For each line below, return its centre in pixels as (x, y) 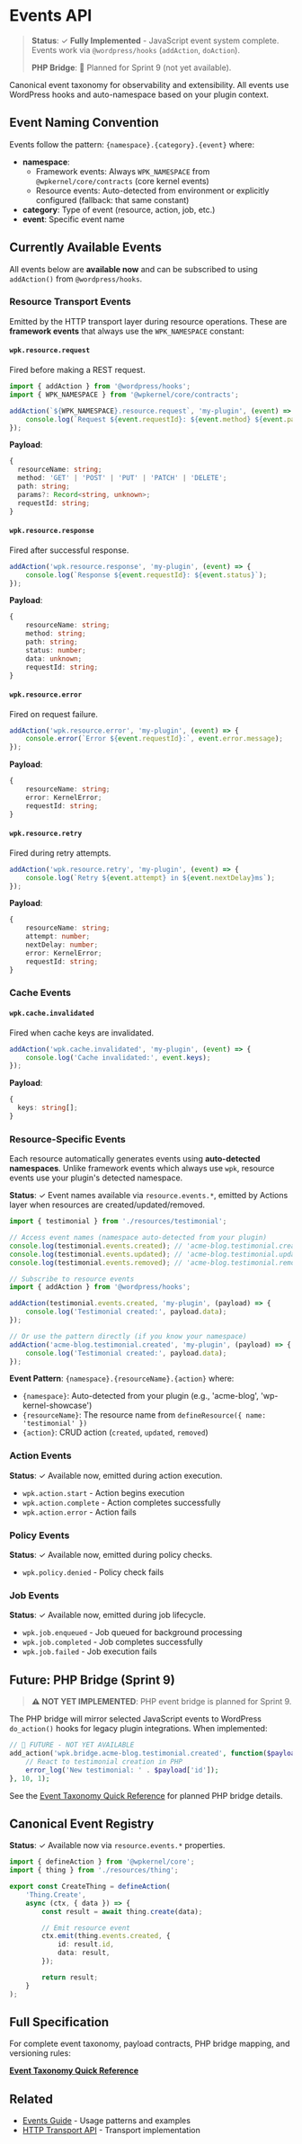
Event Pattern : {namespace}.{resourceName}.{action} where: (122, 1379)
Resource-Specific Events (67, 1139)
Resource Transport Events (71, 302)
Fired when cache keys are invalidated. (82, 1032)
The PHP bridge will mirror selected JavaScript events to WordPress (136, 1719)
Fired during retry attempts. (60, 853)
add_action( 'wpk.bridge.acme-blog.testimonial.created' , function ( (138, 1754)
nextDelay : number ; (62, 945)
